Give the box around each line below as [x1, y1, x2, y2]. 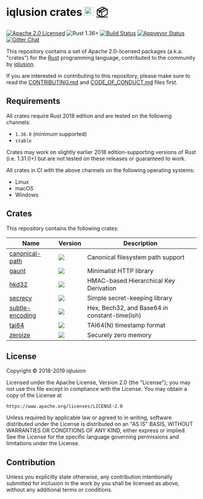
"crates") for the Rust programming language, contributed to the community [6, 54, 196, 61]
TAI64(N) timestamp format [87, 321, 166, 329]
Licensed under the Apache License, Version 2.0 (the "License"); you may [6, 379, 191, 386]
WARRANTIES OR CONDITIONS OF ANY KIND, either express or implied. [6, 427, 186, 434]
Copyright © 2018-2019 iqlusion [6, 367, 86, 375]
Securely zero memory [87, 330, 152, 339]
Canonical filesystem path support [87, 253, 185, 261]
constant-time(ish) [87, 311, 141, 320]
